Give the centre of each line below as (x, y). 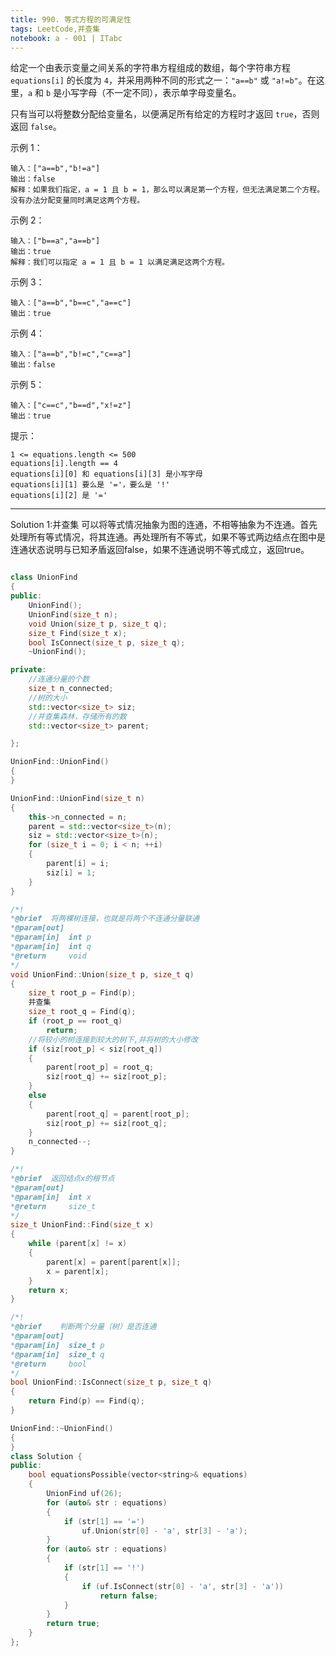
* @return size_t (53, 1206)
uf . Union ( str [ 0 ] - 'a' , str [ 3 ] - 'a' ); (164, 1531)
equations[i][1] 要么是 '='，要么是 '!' (90, 485)
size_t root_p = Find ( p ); (82, 993)
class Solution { (46, 1456)
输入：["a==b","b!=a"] (55, 169)
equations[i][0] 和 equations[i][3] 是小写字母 (106, 474)
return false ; (129, 1596)
